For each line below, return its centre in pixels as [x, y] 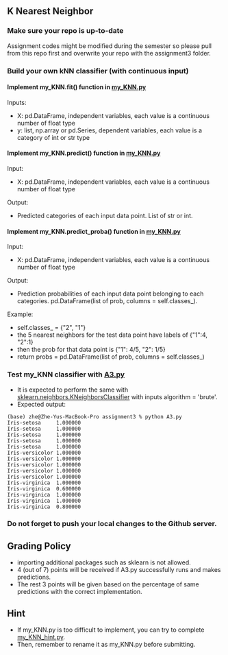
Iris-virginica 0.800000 [44, 507]
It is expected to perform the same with [73, 390]
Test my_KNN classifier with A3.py [66, 374]
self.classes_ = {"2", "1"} [51, 328]
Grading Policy [39, 546]
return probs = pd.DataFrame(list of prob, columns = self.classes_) [111, 357]
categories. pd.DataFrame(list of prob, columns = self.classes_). [107, 301]
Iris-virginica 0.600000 [44, 489]
